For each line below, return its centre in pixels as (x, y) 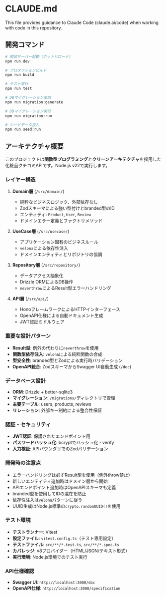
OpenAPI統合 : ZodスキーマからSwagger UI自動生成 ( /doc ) (72, 366)
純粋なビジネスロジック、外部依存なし (59, 202)
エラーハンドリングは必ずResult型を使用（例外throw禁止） (72, 475)
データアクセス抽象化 (41, 276)
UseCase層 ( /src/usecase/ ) (41, 231)
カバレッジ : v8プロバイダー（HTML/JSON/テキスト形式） (71, 551)
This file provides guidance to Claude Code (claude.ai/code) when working (82, 22)
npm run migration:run (29, 116)
